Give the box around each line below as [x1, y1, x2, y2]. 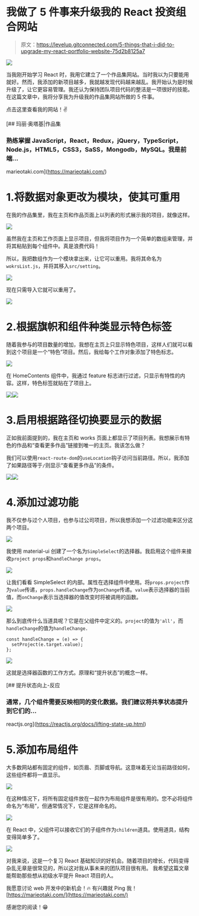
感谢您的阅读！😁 [6, 904, 49, 911]
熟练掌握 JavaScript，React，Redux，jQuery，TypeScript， [6, 136, 182, 145]
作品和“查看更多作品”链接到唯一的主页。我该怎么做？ [16, 442, 146, 449]
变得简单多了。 [6, 834, 43, 841]
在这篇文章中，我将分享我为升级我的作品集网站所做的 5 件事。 [6, 93, 158, 100]
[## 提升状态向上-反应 [6, 681, 60, 688]
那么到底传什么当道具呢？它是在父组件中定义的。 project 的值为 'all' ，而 [6, 617, 184, 624]
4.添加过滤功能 [6, 496, 79, 510]
